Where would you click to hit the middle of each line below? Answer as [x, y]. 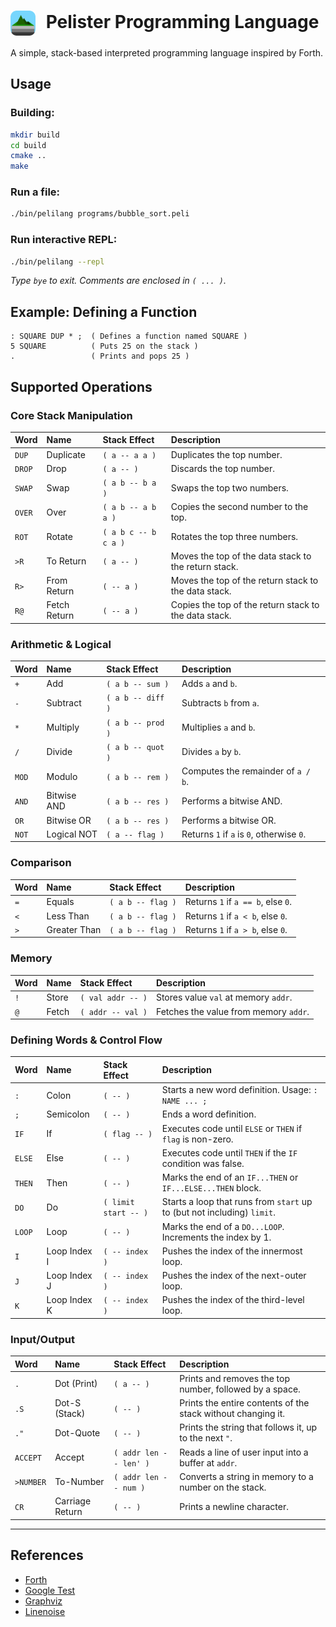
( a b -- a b [129, 508]
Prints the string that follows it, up [248, 1427]
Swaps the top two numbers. [229, 487]
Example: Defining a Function [104, 311]
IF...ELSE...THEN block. [211, 1188]
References [47, 1555]
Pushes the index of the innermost [232, 1251]
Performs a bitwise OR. [229, 820]
